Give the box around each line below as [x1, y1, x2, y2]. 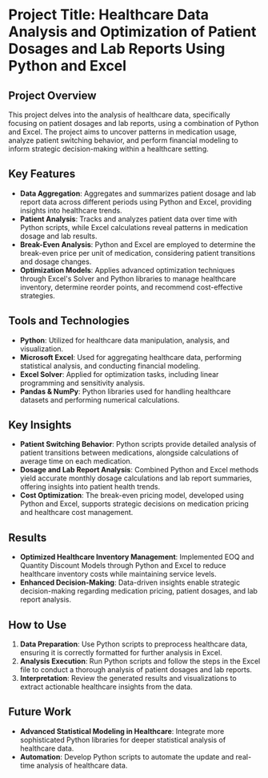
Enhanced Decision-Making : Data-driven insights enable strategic [19, 577, 241, 587]
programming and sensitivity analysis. [19, 378, 146, 387]
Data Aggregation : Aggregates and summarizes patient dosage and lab [19, 188, 257, 198]
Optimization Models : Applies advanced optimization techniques [19, 265, 235, 274]
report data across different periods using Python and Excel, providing [19, 197, 252, 206]
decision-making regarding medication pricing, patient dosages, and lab [19, 586, 258, 596]
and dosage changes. [19, 257, 92, 266]
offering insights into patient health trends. [19, 482, 161, 492]
